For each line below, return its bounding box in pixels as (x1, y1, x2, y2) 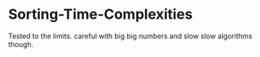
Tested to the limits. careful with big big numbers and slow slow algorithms (8, 31, 253, 41)
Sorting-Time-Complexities (8, 5, 193, 23)
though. (8, 39, 34, 48)
